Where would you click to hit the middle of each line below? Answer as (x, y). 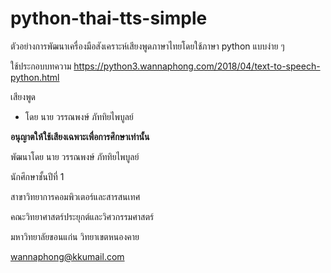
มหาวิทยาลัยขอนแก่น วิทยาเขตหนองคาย (75, 236)
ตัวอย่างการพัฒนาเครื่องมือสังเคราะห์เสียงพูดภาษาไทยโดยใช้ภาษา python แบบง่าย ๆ (147, 46)
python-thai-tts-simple (109, 18)
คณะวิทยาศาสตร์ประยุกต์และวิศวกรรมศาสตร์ (82, 216)
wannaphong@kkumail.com (67, 256)
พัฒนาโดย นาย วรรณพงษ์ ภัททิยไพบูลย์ (75, 156)
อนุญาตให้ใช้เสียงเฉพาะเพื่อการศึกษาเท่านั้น (80, 136)
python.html (35, 77)
